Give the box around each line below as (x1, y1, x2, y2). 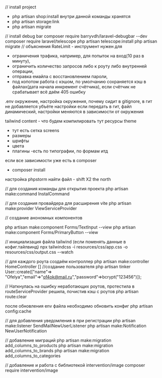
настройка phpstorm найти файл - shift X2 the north (5, 177, 111, 182)
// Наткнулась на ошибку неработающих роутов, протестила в (5, 283, 135, 289)
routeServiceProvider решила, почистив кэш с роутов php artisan (5, 289, 139, 294)
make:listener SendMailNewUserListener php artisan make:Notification (5, 323, 146, 329)
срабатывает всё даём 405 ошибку (12, 89, 86, 95)
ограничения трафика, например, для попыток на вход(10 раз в (12, 53, 145, 59)
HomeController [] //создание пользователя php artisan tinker (5, 264, 131, 269)
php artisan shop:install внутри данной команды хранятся (12, 14, 131, 19)
